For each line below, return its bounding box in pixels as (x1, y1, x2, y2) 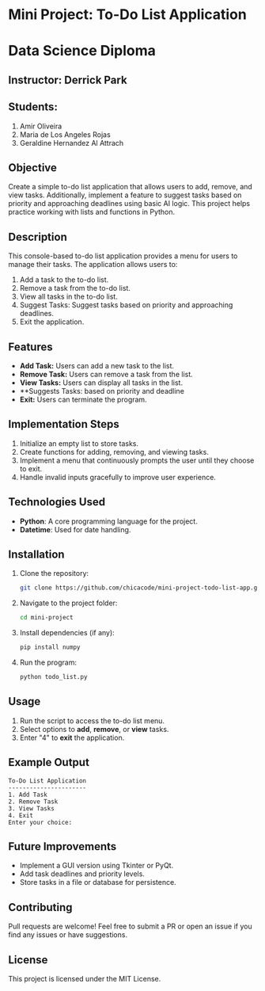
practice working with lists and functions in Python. (8, 208, 176, 217)
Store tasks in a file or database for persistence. (19, 878, 176, 887)
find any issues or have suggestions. (8, 930, 128, 940)
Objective (8, 161, 58, 174)
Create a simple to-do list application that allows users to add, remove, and (8, 182, 253, 192)
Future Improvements (8, 840, 117, 853)
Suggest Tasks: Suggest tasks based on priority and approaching (19, 300, 233, 310)
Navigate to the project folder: (19, 598, 118, 608)
